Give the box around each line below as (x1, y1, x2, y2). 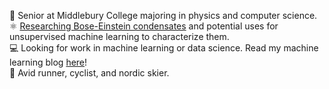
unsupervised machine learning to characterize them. (9, 31, 230, 42)
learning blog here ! (9, 56, 88, 68)
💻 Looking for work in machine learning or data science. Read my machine (9, 42, 319, 54)
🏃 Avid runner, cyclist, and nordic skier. (9, 67, 170, 79)
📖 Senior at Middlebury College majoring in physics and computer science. (9, 10, 318, 21)
